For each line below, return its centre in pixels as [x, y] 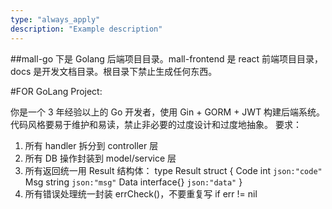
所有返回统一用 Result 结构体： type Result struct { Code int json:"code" [173, 170]
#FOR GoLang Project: [56, 91]
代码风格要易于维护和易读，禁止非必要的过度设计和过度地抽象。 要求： [156, 124]
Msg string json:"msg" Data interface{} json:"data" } [133, 182]
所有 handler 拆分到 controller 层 [91, 145]
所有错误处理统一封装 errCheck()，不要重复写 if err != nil [141, 193]
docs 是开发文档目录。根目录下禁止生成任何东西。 [114, 71]
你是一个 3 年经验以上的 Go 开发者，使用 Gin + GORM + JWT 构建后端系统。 [168, 112]
